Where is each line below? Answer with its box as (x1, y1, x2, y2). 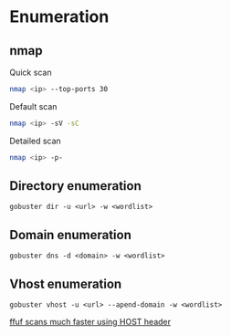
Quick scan (9, 67, 52, 78)
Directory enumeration (9, 178, 142, 194)
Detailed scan (9, 135, 61, 146)
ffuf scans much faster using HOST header (9, 317, 172, 328)
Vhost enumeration (9, 276, 122, 291)
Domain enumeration (9, 226, 132, 243)
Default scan (9, 100, 58, 111)
